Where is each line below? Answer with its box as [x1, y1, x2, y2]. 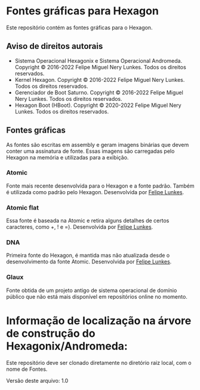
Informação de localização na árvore [6, 314, 192, 327]
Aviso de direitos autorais [6, 41, 103, 51]
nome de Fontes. [6, 366, 48, 373]
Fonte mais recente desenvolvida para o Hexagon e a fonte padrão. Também [6, 182, 195, 189]
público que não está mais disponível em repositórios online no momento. [6, 293, 188, 300]
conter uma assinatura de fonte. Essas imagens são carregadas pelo [6, 148, 175, 155]
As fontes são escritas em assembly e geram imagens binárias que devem [6, 141, 189, 148]
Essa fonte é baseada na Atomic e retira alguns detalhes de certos [6, 217, 170, 225]
